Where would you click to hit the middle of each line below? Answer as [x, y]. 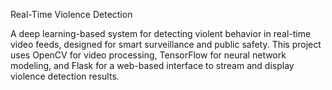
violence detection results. [65, 76]
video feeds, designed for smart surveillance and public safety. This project [166, 44]
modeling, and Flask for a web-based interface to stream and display [152, 65]
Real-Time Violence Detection [71, 14]
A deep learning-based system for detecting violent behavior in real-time [161, 33]
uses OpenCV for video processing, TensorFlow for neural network [148, 55]
